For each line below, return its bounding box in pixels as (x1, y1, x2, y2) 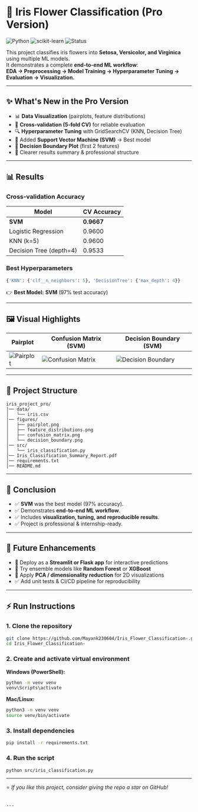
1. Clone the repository (6, 622, 72, 630)
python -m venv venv (6, 679, 57, 686)
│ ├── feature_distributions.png (6, 427, 94, 433)
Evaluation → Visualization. (6, 74, 75, 81)
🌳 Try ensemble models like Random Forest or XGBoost (14, 565, 151, 572)
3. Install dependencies (6, 726, 75, 735)
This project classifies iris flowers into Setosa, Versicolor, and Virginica (6, 48, 181, 55)
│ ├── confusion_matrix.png (6, 432, 81, 438)
